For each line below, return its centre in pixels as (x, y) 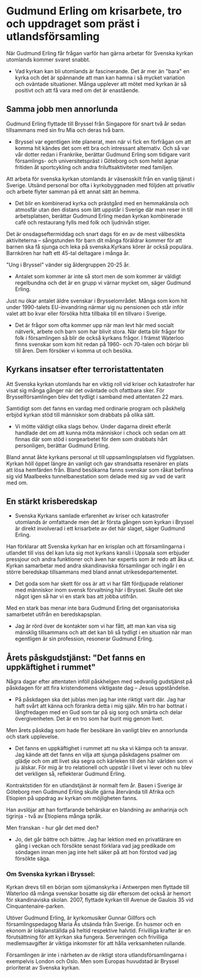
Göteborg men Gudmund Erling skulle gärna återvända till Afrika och (90, 792)
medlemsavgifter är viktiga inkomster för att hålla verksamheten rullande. (96, 943)
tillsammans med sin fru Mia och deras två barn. (66, 130)
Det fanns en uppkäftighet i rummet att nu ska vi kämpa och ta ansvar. (101, 748)
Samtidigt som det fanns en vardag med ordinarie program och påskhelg (96, 408)
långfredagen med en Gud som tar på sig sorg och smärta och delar (99, 712)
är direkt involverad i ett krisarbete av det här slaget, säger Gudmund (100, 529)
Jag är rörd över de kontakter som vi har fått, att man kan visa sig (95, 626)
